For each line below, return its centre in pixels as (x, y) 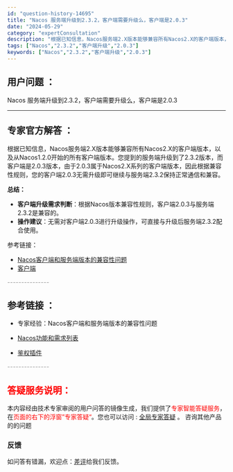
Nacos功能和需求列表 (48, 338)
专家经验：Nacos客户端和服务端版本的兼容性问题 (87, 324)
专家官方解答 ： (40, 131)
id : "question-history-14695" (51, 14)
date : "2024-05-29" (35, 26)
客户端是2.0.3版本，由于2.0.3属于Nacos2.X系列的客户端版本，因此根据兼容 (114, 166)
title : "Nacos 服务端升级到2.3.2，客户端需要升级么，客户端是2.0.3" (98, 20)
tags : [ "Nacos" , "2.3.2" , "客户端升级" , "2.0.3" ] (73, 46)
